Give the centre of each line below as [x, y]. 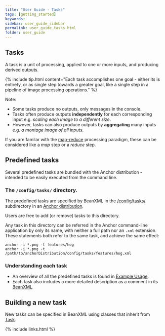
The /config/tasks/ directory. [41, 190]
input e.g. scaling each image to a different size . [62, 119]
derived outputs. [22, 70]
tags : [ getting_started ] [31, 14]
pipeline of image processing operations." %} [51, 90]
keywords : [15, 19]
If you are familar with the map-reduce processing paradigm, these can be [81, 139]
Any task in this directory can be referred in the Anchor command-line [77, 225]
